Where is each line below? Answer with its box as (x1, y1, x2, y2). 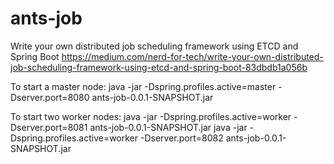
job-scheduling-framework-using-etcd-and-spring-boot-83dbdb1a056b (10, 61, 308, 73)
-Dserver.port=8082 (139, 132, 224, 144)
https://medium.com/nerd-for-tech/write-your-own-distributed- (61, 50, 324, 62)
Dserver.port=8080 (10, 91, 90, 103)
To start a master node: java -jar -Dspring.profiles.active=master (10, 80, 277, 92)
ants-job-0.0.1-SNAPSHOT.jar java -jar (89, 121, 248, 133)
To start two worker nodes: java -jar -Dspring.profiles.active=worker (10, 110, 292, 122)
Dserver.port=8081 (10, 121, 88, 133)
